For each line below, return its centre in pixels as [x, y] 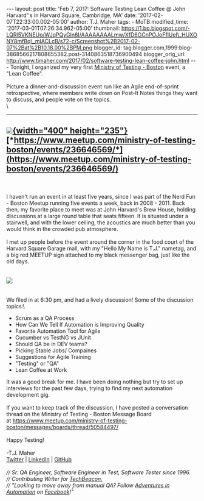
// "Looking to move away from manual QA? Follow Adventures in [88, 485]
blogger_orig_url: [165, 54]
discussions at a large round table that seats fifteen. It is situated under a [97, 216]
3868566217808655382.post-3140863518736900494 [74, 54]
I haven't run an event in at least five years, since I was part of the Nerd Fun [101, 196]
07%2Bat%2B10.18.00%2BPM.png [49, 48]
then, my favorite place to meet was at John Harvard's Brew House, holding [101, 209]
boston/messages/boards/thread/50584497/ [63, 427]
